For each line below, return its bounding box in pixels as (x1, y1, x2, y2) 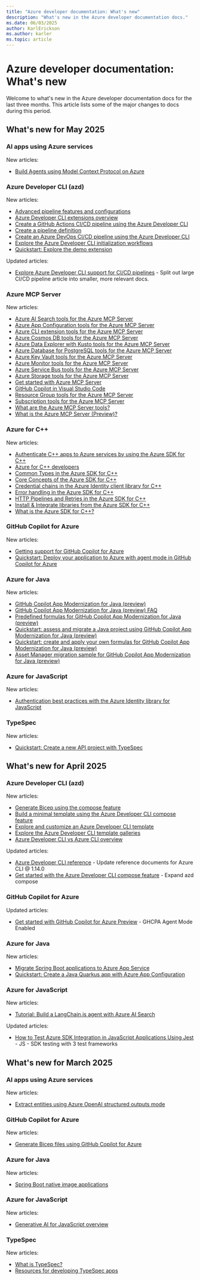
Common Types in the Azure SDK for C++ (14, 469, 118, 476)
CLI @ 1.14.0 (14, 865, 45, 872)
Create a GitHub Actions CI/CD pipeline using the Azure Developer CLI (14, 220, 188, 227)
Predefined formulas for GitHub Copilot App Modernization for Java (14, 613, 181, 620)
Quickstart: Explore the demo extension (14, 245, 112, 253)
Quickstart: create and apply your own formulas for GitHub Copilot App (14, 638, 190, 645)
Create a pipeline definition (14, 226, 82, 233)
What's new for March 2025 (6, 1057, 113, 1067)
